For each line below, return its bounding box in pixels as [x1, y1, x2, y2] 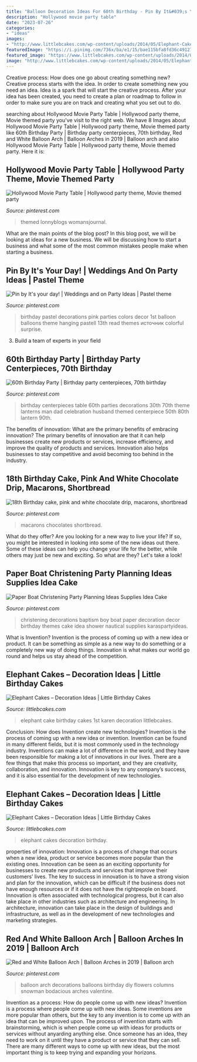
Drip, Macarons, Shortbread [6, 483, 110, 493]
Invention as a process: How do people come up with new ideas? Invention [6, 999, 187, 1006]
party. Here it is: [6, 148, 45, 155]
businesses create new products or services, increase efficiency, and [6, 438, 174, 445]
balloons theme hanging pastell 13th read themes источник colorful [20, 320, 184, 327]
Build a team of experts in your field [14, 337, 101, 344]
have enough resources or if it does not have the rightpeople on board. [6, 886, 178, 893]
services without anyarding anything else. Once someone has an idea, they [6, 1030, 188, 1037]
